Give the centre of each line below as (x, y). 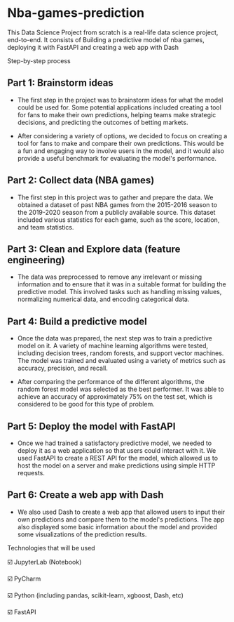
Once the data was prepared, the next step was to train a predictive (115, 338)
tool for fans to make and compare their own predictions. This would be (121, 143)
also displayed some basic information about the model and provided (117, 527)
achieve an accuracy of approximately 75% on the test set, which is (115, 397)
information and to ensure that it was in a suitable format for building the (122, 284)
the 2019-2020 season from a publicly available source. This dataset (116, 212)
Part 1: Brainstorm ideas (60, 83)
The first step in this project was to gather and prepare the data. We (115, 197)
